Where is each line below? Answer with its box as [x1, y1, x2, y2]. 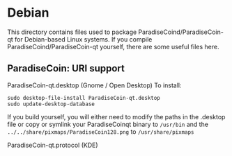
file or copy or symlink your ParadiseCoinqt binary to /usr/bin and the [7, 120, 209, 128]
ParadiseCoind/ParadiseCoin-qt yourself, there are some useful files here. [7, 42, 219, 51]
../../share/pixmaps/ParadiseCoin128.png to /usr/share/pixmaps [7, 127, 194, 136]
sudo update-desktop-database [7, 101, 95, 107]
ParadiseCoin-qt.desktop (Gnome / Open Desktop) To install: [7, 81, 183, 89]
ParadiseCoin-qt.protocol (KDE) [7, 141, 99, 149]
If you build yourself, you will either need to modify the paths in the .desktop [7, 112, 226, 121]
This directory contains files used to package [7, 28, 137, 36]
